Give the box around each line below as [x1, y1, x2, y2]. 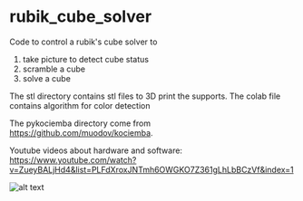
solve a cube [22, 72, 71, 83]
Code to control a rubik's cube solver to [9, 36, 158, 47]
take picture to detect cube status [22, 53, 150, 64]
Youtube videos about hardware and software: [9, 145, 183, 156]
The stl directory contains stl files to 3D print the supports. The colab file [9, 91, 281, 101]
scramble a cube [22, 63, 86, 74]
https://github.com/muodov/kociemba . [9, 127, 153, 138]
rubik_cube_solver [9, 6, 152, 27]
